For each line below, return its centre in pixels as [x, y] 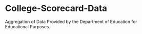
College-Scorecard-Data [56, 8]
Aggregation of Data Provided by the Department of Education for [71, 22]
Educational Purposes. [28, 26]
